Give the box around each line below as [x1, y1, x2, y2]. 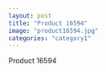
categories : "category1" [8, 34, 92, 42]
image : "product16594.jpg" [8, 26, 99, 34]
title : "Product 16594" [8, 19, 88, 27]
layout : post [8, 11, 52, 20]
